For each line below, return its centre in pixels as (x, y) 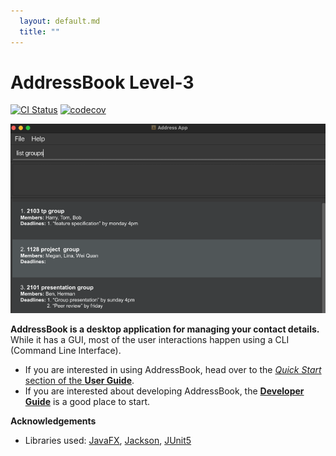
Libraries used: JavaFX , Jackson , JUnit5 (108, 440)
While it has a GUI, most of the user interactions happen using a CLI (150, 339)
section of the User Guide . (79, 380)
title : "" (39, 31)
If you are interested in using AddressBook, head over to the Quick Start (173, 369)
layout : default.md (60, 21)
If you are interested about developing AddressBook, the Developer (164, 391)
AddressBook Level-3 (102, 82)
